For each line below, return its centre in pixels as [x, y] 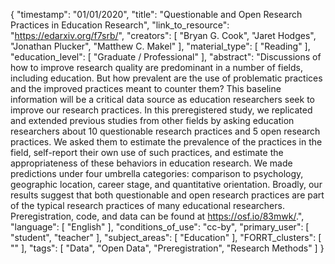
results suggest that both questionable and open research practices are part [167, 195]
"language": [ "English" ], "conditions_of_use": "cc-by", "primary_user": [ [160, 227]
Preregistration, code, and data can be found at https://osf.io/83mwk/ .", [157, 216]
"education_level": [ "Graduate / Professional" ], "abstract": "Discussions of [166, 57]
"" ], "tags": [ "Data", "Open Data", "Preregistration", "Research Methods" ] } [167, 248]
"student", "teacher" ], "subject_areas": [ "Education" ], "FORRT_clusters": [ [166, 237]
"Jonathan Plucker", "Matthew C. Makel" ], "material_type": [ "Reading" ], [160, 46]
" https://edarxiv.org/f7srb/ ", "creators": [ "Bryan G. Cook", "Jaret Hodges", [163, 35]
